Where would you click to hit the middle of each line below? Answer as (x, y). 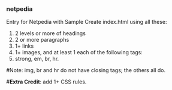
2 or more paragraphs (42, 40)
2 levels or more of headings (50, 33)
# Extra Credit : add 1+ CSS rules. (46, 82)
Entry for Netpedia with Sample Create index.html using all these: (87, 22)
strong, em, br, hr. (37, 59)
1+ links (24, 46)
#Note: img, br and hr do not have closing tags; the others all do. (86, 70)
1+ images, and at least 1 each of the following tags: (79, 52)
